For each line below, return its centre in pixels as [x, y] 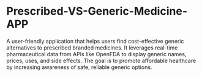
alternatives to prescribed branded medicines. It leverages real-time [92, 48]
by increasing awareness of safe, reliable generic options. [79, 67]
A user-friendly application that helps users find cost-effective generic [95, 41]
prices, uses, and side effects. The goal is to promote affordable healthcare [101, 61]
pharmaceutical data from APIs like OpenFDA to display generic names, [96, 54]
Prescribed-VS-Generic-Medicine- [97, 11]
